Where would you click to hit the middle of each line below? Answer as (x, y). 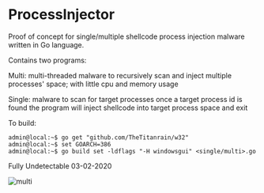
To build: (23, 123)
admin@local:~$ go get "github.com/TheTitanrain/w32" (99, 137)
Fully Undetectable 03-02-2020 (60, 166)
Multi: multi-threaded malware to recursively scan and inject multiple (120, 75)
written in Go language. (46, 44)
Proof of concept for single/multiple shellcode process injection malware (126, 36)
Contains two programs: (47, 60)
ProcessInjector (62, 15)
